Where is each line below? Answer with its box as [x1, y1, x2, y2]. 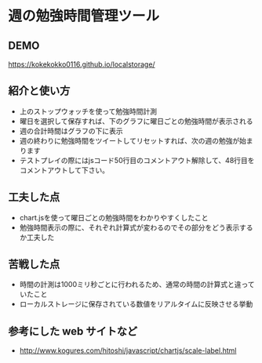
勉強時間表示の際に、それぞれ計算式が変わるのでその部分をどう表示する [19, 223, 253, 232]
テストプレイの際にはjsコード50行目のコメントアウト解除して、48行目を [19, 155, 255, 165]
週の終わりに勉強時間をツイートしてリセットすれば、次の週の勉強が [19, 136, 240, 145]
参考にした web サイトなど [8, 325, 138, 338]
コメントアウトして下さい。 [19, 165, 110, 175]
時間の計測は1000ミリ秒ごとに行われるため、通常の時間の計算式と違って [19, 280, 255, 289]
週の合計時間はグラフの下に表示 [19, 126, 123, 136]
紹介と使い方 [8, 84, 71, 98]
